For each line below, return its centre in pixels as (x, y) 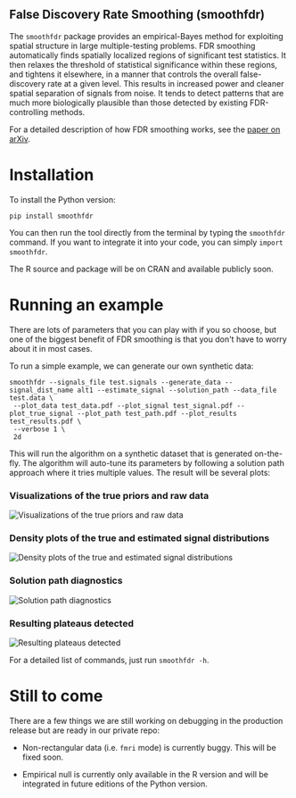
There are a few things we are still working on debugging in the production (146, 720)
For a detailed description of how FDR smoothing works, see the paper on (145, 129)
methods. (68, 112)
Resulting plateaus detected (71, 623)
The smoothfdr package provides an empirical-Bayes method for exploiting (146, 36)
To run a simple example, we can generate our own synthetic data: (132, 366)
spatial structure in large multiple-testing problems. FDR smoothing (132, 46)
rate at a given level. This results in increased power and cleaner (166, 83)
